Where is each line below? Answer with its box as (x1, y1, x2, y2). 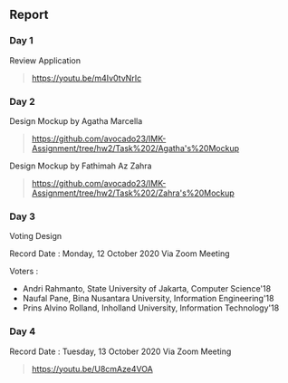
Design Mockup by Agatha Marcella (9, 115, 143, 126)
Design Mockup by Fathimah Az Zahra (9, 160, 152, 171)
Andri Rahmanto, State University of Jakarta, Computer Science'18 (22, 283, 272, 294)
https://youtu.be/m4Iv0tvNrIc (31, 72, 142, 83)
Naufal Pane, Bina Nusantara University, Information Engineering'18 (22, 293, 274, 304)
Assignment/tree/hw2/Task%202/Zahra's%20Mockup (31, 187, 235, 198)
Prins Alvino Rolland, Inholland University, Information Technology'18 (22, 302, 280, 313)
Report (9, 7, 49, 23)
